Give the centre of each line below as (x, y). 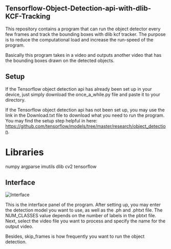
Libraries (25, 152)
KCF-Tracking (28, 17)
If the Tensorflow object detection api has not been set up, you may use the (85, 110)
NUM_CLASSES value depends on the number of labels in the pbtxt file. (81, 216)
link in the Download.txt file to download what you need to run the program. (85, 115)
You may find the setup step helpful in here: (51, 120)
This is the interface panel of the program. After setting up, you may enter (83, 205)
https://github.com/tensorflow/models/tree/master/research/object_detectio (85, 126)
